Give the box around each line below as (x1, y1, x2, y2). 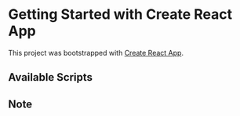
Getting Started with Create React (8, 5, 233, 24)
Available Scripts (8, 71, 93, 84)
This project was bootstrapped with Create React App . (8, 48, 184, 57)
